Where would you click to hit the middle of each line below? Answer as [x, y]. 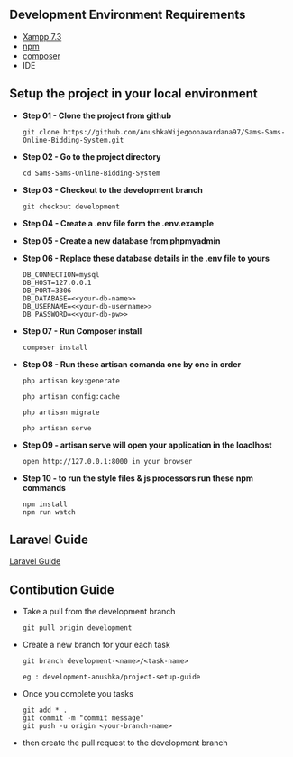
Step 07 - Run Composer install [82, 331]
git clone [41, 132]
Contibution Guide [62, 590]
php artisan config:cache [71, 396]
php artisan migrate [61, 412]
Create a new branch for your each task [96, 645]
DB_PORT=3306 [47, 291]
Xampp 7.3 [42, 36]
